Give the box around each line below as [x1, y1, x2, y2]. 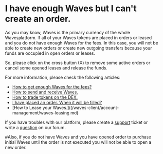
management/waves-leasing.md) [12, 110, 79, 115]
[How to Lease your [12, 105, 52, 110]
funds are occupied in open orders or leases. [5, 50, 95, 56]
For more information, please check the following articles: [5, 74, 121, 80]
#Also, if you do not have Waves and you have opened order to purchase [5, 134, 152, 140]
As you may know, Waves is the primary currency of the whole [5, 29, 130, 35]
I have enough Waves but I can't [5, 3, 137, 14]
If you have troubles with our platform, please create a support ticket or [5, 119, 148, 125]
